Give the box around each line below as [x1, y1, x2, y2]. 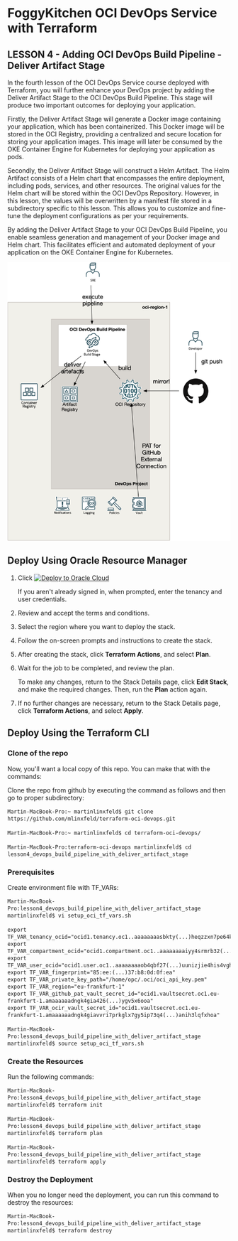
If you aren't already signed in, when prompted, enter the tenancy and [17, 587, 222, 596]
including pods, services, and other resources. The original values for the [7, 181, 222, 190]
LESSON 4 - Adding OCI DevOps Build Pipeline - [7, 48, 222, 60]
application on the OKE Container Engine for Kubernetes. [7, 248, 174, 257]
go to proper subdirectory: [7, 793, 85, 802]
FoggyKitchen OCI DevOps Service [7, 5, 217, 21]
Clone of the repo [7, 748, 69, 758]
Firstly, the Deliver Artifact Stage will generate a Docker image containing [7, 115, 221, 123]
